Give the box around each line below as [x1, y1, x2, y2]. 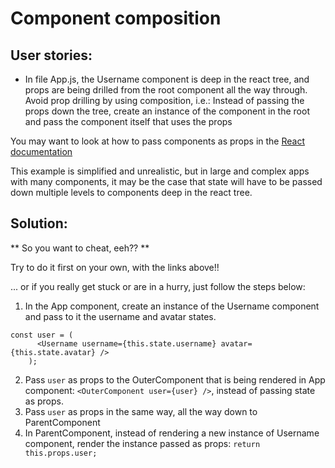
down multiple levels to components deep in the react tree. [10, 187, 253, 198]
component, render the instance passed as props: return [24, 437, 261, 449]
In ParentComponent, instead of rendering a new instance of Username [24, 427, 320, 439]
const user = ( [10, 330, 74, 340]
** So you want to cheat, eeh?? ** [10, 242, 150, 254]
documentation [10, 146, 73, 157]
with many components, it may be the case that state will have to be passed [10, 176, 323, 187]
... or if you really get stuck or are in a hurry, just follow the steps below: [10, 280, 306, 292]
